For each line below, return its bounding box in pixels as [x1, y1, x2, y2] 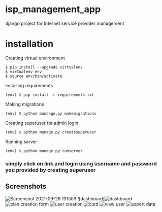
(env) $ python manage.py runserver [5, 148, 83, 153]
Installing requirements [5, 82, 53, 88]
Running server [5, 138, 38, 145]
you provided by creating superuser [5, 166, 96, 173]
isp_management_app [5, 4, 101, 15]
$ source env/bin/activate [5, 74, 62, 79]
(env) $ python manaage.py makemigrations [5, 111, 96, 116]
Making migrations [5, 101, 44, 107]
